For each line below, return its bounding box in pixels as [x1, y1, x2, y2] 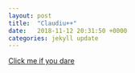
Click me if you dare [8, 56, 75, 66]
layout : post [8, 11, 52, 20]
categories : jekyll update [8, 34, 99, 43]
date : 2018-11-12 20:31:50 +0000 [8, 26, 128, 34]
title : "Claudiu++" [8, 19, 78, 27]
